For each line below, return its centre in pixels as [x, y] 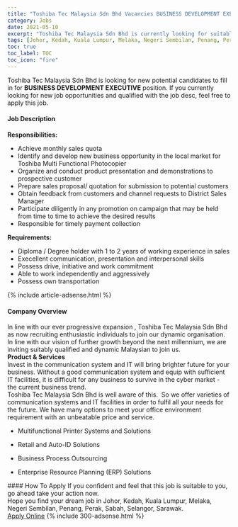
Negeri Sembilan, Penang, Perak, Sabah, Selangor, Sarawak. [96, 509]
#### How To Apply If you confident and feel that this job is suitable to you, [118, 486]
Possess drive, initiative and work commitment [85, 266]
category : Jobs [30, 21]
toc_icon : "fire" [33, 60]
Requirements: [29, 237]
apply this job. [28, 103]
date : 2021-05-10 [33, 27]
